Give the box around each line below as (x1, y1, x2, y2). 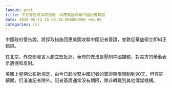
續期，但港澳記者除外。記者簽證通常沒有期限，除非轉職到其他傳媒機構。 (5, 77, 158, 83)
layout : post (5, 7, 33, 13)
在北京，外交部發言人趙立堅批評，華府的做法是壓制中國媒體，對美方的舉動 (5, 54, 162, 60)
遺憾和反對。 (9, 60, 37, 67)
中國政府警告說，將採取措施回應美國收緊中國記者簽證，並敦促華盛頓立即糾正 (5, 36, 167, 42)
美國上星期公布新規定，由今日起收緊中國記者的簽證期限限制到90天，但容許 (5, 71, 164, 77)
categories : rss (5, 21, 40, 27)
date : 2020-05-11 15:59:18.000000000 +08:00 (5, 17, 102, 22)
